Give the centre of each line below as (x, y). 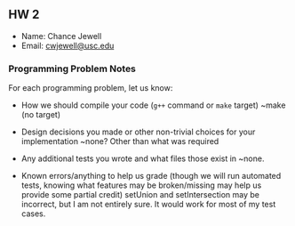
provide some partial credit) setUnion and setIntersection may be (140, 195)
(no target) (41, 115)
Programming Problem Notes (72, 69)
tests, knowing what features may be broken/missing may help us (141, 185)
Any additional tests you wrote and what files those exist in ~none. (143, 158)
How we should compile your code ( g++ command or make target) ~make (153, 105)
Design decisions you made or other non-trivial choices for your (138, 132)
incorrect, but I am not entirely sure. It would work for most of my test (148, 205)
